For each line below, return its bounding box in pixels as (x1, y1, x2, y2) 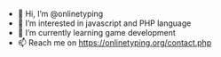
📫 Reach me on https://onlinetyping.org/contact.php (17, 37, 212, 48)
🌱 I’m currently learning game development (17, 28, 176, 37)
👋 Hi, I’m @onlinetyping (17, 9, 104, 19)
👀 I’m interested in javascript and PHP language (17, 18, 192, 28)
